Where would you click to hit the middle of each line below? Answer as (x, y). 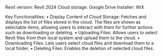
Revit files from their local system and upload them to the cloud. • (73, 38)
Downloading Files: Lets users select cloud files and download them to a (80, 43)
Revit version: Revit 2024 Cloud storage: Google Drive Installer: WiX (75, 7)
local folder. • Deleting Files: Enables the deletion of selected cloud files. (80, 48)
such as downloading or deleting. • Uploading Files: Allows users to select (81, 32)
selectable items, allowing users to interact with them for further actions (79, 27)
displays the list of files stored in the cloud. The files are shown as (73, 22)
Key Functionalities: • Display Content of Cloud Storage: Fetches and (76, 17)
